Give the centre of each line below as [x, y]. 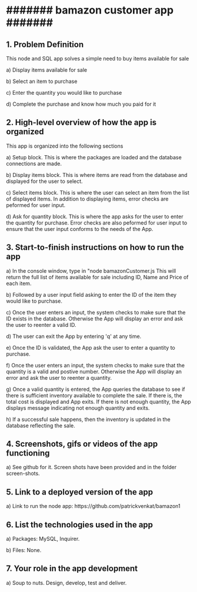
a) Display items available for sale [47, 70]
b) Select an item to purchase [42, 81]
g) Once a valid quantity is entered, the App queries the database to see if [96, 389]
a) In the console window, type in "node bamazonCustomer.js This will [91, 270]
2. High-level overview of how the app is [81, 123]
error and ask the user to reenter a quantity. [59, 377]
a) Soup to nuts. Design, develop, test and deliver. [66, 583]
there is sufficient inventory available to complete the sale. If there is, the [94, 395]
